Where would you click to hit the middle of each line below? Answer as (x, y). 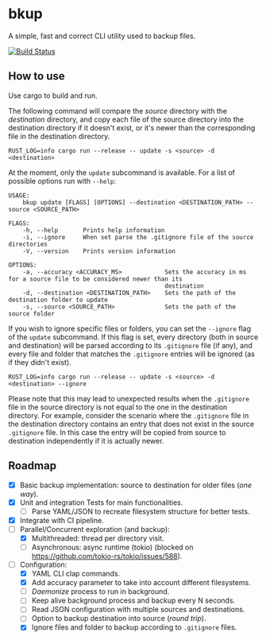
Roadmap (33, 466)
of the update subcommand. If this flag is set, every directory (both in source (133, 337)
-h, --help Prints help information (94, 230)
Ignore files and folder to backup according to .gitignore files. (134, 627)
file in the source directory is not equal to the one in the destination (118, 407)
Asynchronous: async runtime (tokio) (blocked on (112, 547)
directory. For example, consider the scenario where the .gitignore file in (129, 415)
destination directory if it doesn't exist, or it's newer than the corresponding (132, 127)
